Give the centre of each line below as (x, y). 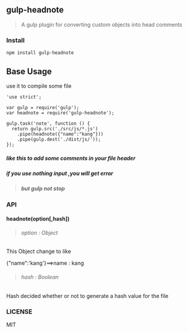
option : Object (39, 232)
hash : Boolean (40, 277)
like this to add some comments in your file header (71, 158)
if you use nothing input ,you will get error (60, 173)
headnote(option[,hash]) (38, 219)
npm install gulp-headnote (40, 53)
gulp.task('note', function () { (48, 124)
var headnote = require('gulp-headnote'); (60, 113)
